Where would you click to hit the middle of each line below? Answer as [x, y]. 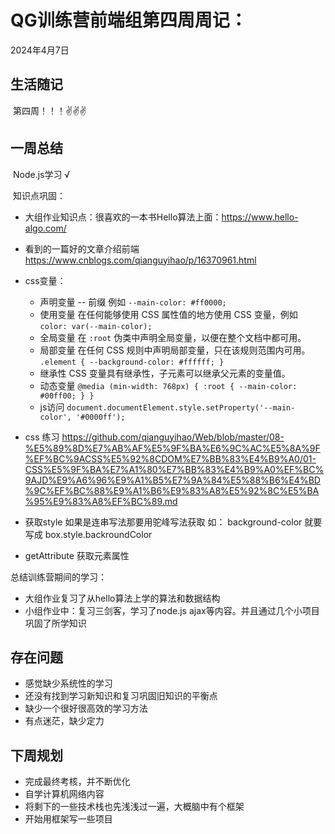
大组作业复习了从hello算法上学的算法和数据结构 [122, 598]
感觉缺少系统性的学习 [68, 683]
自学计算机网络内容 [64, 794]
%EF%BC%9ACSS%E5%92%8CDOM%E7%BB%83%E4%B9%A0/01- [170, 458]
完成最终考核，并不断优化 [77, 782]
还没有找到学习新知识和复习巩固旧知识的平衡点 [121, 696]
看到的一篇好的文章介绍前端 [82, 248]
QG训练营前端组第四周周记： [129, 20]
